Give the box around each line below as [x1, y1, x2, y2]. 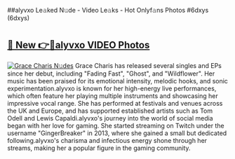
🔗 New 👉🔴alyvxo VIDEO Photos [7, 39, 150, 51]
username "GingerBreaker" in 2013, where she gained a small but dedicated [7, 129, 227, 137]
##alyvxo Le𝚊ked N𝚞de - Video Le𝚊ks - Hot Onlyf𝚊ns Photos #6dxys [7, 6, 209, 14]
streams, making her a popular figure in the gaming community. [7, 144, 191, 152]
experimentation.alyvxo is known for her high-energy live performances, [7, 84, 217, 92]
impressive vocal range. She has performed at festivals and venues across [7, 99, 223, 107]
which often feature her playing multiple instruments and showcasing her [7, 91, 219, 100]
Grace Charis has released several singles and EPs [74, 61, 222, 69]
